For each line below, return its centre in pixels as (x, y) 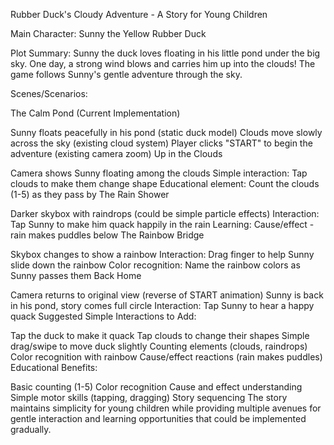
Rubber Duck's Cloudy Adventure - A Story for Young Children (139, 14)
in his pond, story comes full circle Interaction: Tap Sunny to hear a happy (162, 305)
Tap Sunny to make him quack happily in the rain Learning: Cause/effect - (162, 224)
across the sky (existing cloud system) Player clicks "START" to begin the (161, 143)
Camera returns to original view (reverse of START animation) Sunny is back (167, 295)
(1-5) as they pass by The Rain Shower (90, 194)
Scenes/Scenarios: (49, 93)
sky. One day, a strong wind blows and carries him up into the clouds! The (163, 63)
